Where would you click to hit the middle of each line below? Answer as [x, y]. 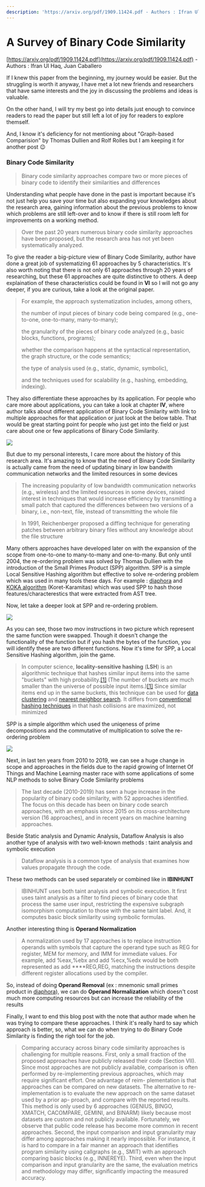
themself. [18, 122]
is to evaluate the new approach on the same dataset [128, 1093]
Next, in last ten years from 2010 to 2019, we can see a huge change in [95, 760]
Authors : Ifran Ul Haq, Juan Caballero [54, 65]
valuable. [18, 97]
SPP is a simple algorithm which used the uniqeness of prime [83, 724]
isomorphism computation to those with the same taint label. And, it [106, 910]
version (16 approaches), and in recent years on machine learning [104, 818]
